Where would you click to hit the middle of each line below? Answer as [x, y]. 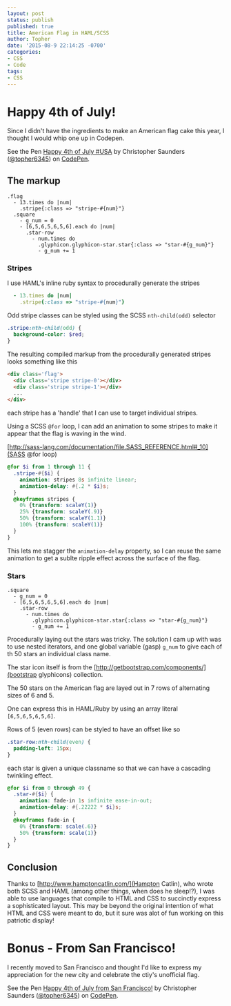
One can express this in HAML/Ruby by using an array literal [92, 709]
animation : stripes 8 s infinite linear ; [78, 480]
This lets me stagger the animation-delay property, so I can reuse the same [114, 551]
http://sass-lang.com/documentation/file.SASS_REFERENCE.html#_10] [109, 447]
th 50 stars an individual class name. [59, 653]
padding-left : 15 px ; [43, 748]
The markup [34, 180]
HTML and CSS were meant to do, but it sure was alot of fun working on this [115, 913]
